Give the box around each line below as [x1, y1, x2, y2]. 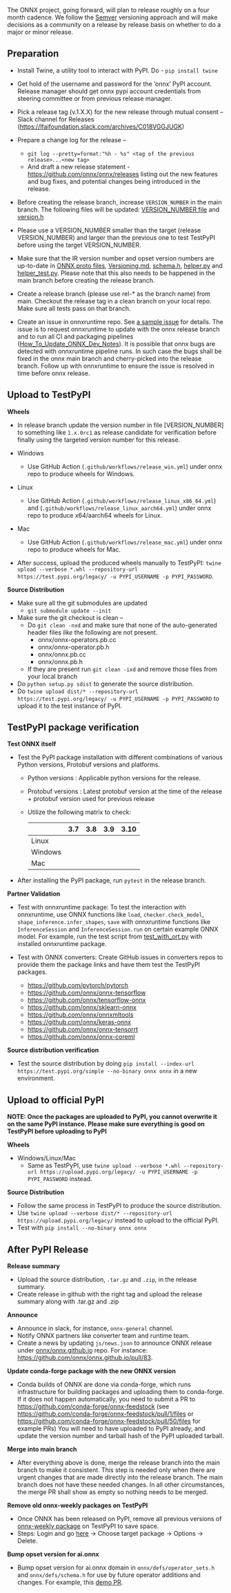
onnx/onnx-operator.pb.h [37, 643, 110, 651]
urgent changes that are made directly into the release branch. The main [17, 1473, 223, 1482]
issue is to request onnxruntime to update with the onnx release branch [17, 325, 220, 333]
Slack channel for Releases [17, 115, 94, 123]
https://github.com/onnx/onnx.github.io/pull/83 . [17, 1354, 153, 1362]
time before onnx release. [17, 369, 91, 377]
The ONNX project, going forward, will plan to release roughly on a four [7, 6, 210, 14]
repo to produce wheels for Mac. [27, 545, 121, 554]
